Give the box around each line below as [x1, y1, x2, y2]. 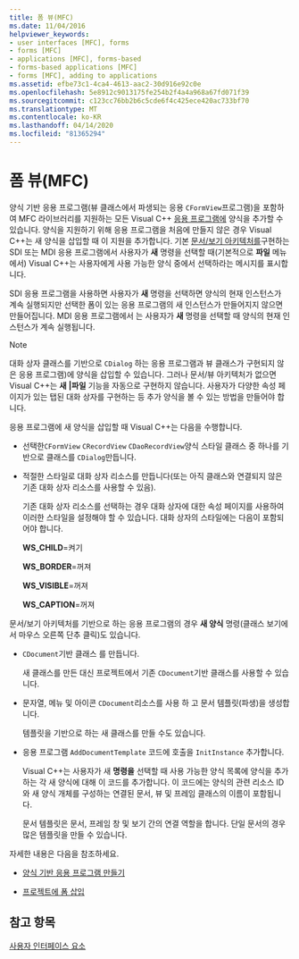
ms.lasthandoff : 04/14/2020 [9, 122, 114, 130]
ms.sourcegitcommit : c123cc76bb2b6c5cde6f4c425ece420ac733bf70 [9, 96, 250, 105]
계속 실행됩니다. [39, 321, 96, 332]
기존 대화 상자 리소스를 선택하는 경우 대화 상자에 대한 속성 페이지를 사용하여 [21, 501, 285, 511]
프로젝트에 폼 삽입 [21, 886, 85, 896]
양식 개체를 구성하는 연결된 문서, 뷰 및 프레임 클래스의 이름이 [41, 787, 251, 798]
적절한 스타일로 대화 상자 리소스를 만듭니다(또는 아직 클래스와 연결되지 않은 [21, 470, 283, 481]
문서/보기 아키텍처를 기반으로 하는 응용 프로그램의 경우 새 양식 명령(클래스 [9, 618, 265, 628]
